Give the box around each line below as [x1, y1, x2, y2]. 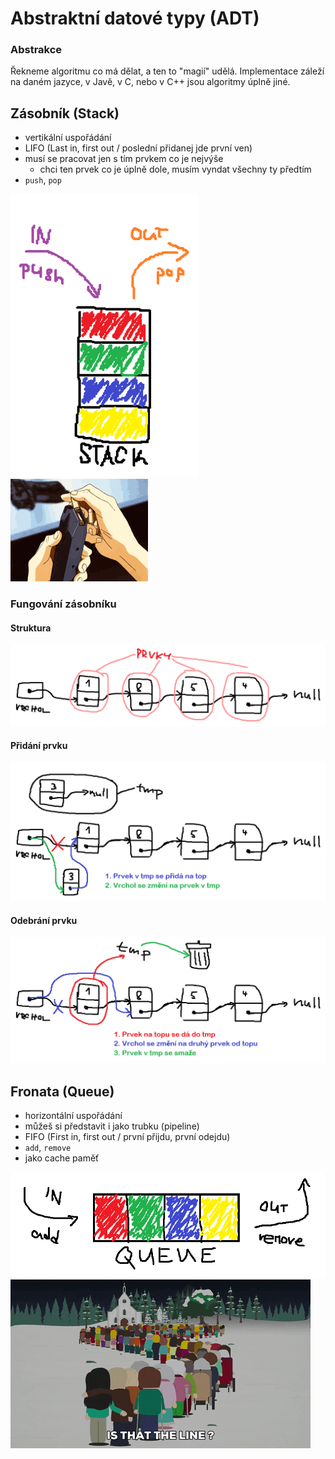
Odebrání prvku [10, 914, 78, 926]
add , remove [24, 1142, 72, 1154]
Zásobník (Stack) [10, 105, 120, 122]
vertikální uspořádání [24, 132, 112, 144]
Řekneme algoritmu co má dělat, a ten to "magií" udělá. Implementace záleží [10, 65, 325, 77]
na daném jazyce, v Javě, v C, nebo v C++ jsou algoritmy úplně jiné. [10, 76, 291, 88]
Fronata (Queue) [10, 1083, 115, 1100]
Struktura [10, 622, 52, 634]
